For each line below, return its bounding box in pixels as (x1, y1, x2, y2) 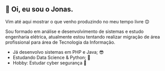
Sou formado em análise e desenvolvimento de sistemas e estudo (5, 28, 144, 34)
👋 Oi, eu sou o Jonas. (5, 5, 74, 14)
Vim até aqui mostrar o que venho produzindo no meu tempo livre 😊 (5, 18, 150, 24)
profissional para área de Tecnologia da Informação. (5, 39, 115, 45)
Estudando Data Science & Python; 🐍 (12, 54, 91, 60)
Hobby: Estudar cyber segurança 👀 (12, 59, 87, 66)
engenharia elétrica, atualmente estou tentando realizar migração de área (5, 33, 160, 40)
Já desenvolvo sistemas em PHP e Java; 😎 (12, 49, 104, 55)
